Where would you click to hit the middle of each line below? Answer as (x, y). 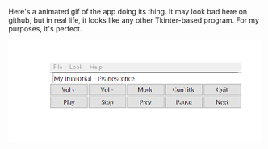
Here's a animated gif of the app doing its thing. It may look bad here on (128, 12)
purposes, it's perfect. (45, 29)
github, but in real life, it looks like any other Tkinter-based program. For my (134, 20)
